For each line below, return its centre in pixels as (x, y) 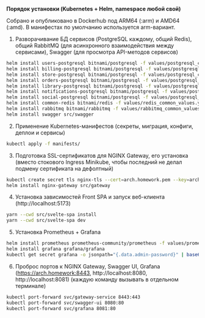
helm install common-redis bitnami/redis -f (64, 103)
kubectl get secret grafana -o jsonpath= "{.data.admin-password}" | (95, 254)
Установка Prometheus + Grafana (58, 232)
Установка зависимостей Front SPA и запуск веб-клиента (90, 197)
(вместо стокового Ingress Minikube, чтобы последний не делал (99, 162)
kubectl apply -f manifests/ (43, 144)
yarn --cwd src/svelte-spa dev (46, 220)
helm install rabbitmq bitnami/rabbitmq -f (63, 109)
